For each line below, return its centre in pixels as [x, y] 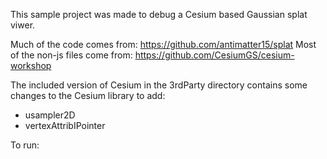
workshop [31, 65]
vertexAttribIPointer [65, 125]
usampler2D [50, 115]
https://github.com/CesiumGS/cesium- [214, 55]
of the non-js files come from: [71, 55]
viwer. [23, 25]
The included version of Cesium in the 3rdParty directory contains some [159, 85]
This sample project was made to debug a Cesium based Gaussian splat [159, 14]
